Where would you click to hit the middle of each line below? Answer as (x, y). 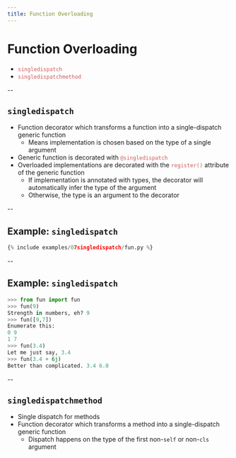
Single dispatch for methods (59, 417)
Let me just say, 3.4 (39, 352)
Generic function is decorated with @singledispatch (93, 157)
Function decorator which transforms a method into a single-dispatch (119, 424)
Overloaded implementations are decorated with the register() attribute (123, 165)
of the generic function (51, 173)
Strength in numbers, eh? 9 (49, 313)
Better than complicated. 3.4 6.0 (58, 366)
